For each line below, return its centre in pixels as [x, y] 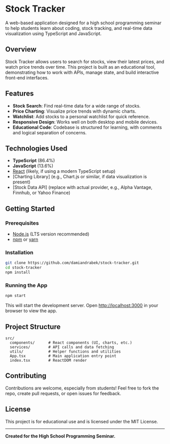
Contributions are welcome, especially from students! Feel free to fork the [82, 388]
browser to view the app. [31, 311]
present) [22, 182]
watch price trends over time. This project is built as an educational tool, [80, 67]
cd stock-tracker [24, 268]
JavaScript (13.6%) [33, 166]
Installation [19, 252]
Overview [21, 49]
